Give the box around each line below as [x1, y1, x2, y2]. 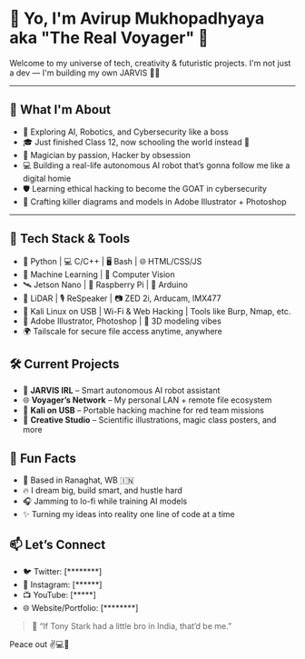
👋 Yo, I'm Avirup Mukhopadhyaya [9, 8, 265, 29]
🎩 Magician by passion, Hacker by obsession [22, 149, 191, 160]
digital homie [22, 173, 72, 184]
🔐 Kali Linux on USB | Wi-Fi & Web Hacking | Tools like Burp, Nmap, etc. [22, 305, 291, 316]
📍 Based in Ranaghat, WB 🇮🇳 [22, 474, 134, 485]
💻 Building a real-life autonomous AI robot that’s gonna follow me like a [22, 159, 290, 171]
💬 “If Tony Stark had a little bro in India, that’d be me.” [31, 621, 232, 631]
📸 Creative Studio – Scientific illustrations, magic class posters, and [22, 414, 277, 425]
